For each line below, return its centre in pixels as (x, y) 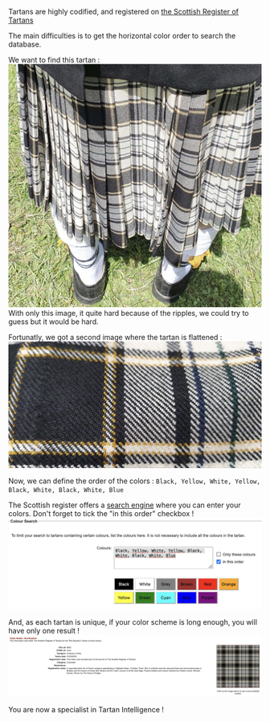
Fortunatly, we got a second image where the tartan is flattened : (115, 338)
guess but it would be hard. (53, 322)
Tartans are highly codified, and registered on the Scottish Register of (124, 12)
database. (25, 44)
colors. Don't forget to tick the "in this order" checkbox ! (101, 513)
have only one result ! (44, 631)
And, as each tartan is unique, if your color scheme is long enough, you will (133, 622)
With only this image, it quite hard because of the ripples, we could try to (129, 314)
